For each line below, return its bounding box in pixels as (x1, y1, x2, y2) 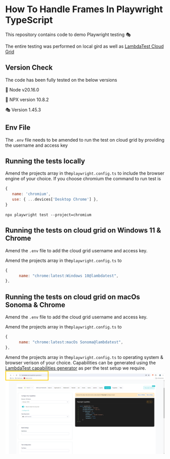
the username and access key (5, 142, 68, 148)
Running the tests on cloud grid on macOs (5, 292, 140, 301)
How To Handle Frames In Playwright (5, 4, 163, 15)
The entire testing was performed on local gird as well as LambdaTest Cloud (5, 43, 164, 49)
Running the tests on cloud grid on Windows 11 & (5, 226, 161, 235)
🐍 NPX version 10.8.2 (5, 96, 49, 103)
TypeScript (5, 14, 53, 26)
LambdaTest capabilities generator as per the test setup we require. (5, 365, 146, 371)
